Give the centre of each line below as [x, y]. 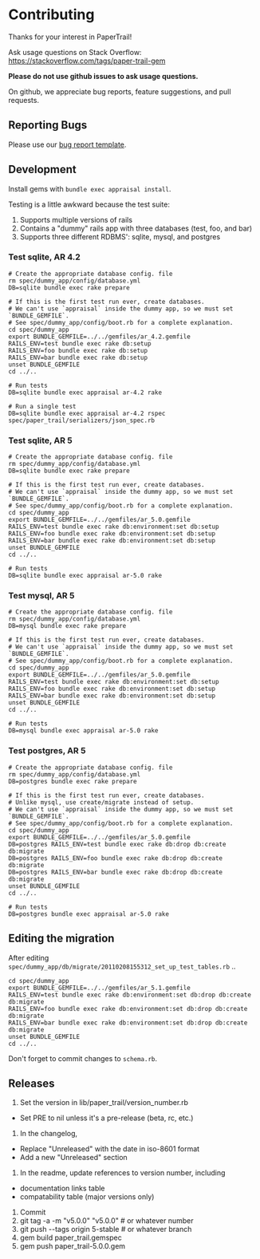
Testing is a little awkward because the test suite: [89, 204]
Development [43, 170]
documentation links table [62, 1188]
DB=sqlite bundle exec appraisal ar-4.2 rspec [87, 413]
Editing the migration [61, 939]
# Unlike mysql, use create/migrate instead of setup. [101, 802]
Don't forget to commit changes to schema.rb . [83, 1058]
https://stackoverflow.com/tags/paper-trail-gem [87, 61]
